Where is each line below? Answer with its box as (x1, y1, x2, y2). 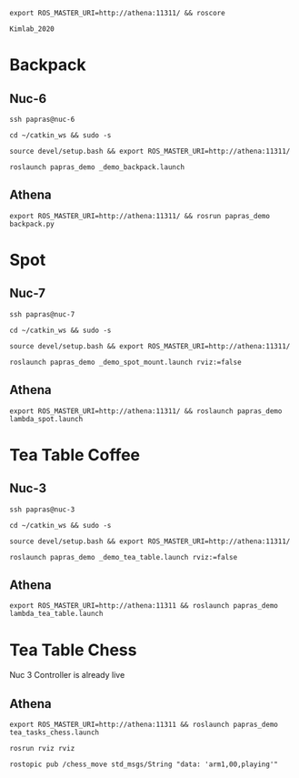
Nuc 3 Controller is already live (9, 670, 125, 681)
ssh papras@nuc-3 (9, 505, 75, 514)
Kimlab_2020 (9, 25, 55, 34)
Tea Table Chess (9, 640, 137, 660)
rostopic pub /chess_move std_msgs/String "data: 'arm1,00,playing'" (9, 760, 279, 769)
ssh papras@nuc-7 (9, 309, 75, 318)
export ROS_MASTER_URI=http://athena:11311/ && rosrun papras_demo (9, 211, 271, 220)
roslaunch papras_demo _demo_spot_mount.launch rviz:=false (9, 358, 243, 367)
